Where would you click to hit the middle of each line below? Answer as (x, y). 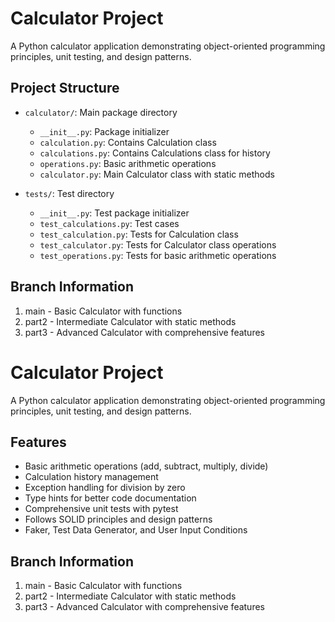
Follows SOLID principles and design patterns (118, 519)
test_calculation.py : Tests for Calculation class (139, 234)
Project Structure (65, 88)
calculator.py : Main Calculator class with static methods (157, 174)
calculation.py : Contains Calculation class (128, 142)
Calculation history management (91, 477)
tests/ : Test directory (69, 193)
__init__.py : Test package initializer (114, 213)
